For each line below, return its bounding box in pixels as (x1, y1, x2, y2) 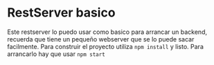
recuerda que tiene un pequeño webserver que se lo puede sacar (7, 35, 195, 43)
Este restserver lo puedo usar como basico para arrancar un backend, (7, 28, 208, 36)
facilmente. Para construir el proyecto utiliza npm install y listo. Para (7, 42, 204, 50)
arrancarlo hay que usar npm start (7, 50, 105, 58)
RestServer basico (7, 5, 116, 21)
